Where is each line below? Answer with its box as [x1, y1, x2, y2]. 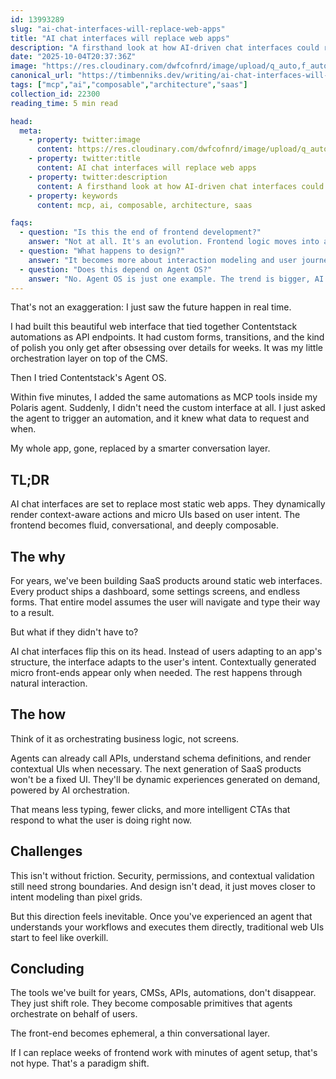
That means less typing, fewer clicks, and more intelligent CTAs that [10, 803, 291, 815]
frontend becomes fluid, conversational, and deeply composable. [10, 519, 279, 531]
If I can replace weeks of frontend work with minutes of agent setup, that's [10, 1047, 318, 1059]
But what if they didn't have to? [10, 626, 139, 638]
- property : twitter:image [28, 135, 141, 145]
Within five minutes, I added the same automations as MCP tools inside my [10, 391, 318, 403]
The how [10, 706, 67, 723]
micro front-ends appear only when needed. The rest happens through [10, 667, 303, 678]
